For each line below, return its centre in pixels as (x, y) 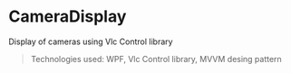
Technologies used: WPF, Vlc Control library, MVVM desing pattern (156, 59)
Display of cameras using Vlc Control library (91, 41)
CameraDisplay (68, 17)
